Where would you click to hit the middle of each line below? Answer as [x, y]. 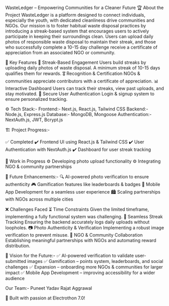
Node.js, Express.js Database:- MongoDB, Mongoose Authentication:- [78, 114]
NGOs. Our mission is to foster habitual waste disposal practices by [76, 26]
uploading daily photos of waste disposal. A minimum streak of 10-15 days [83, 68]
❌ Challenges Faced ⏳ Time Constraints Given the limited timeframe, [77, 209]
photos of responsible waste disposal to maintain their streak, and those [81, 42]
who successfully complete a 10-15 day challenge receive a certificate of [81, 47]
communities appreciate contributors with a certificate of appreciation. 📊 [82, 81]
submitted [16, 261]
